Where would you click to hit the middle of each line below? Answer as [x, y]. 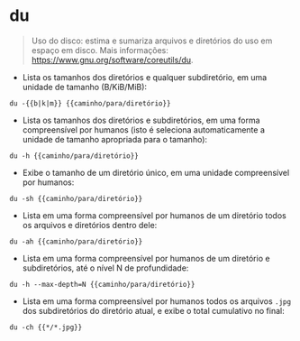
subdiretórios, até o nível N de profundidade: [105, 268]
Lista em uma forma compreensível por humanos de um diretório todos [154, 215]
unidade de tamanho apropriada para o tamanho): [115, 139]
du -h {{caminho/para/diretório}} [74, 156]
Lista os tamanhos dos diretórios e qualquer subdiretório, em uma [145, 77]
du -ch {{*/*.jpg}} [46, 327]
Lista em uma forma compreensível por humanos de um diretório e [146, 258]
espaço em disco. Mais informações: [100, 50]
